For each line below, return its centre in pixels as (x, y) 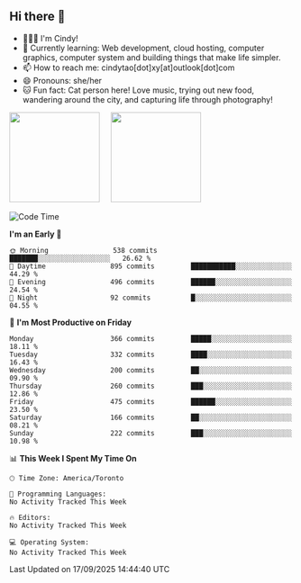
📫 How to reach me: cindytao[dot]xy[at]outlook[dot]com (128, 67)
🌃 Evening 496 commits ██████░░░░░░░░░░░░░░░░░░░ (151, 282)
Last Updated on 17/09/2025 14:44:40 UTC (90, 569)
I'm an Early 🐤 (36, 234)
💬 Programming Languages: (58, 494)
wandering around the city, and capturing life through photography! (147, 99)
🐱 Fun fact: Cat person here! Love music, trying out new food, (138, 90)
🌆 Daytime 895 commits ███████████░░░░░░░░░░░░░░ (151, 266)
